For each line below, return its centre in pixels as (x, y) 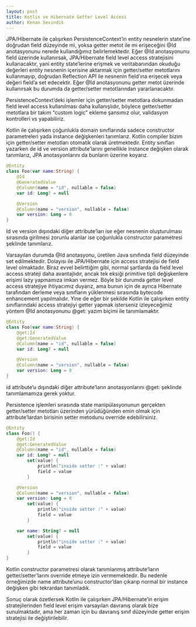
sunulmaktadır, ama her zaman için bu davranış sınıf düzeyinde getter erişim (98, 612)
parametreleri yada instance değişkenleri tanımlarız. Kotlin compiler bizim (94, 137)
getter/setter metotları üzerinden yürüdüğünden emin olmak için (83, 411)
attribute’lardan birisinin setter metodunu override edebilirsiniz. (82, 417)
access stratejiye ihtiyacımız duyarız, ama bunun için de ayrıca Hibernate (94, 286)
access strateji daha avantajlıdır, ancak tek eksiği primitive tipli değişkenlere (97, 274)
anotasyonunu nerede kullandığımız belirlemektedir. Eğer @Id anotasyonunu (98, 52)
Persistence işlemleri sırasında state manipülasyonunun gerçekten (86, 404)
